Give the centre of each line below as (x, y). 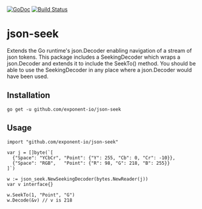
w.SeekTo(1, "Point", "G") (41, 195)
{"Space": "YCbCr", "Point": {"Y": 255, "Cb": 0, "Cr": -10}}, (94, 158)
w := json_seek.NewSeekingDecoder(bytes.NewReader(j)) (78, 179)
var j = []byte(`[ (30, 152)
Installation (29, 95)
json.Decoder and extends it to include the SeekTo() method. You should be (101, 63)
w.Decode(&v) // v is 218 (39, 200)
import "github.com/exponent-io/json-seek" (63, 142)
